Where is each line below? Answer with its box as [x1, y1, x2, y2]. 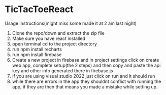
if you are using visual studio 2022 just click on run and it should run [12, 73, 155, 79]
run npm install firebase [12, 52, 62, 58]
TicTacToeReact [5, 4, 74, 15]
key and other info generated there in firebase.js [12, 67, 113, 74]
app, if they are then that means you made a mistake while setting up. [12, 83, 158, 89]
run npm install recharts [12, 46, 62, 52]
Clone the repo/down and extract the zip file [12, 30, 105, 36]
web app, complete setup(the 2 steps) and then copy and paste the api [12, 62, 161, 68]
